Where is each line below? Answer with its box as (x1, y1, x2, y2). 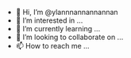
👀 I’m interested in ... (15, 16, 83, 25)
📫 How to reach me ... (15, 42, 90, 50)
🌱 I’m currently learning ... (15, 24, 101, 33)
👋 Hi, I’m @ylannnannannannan (15, 8, 118, 16)
